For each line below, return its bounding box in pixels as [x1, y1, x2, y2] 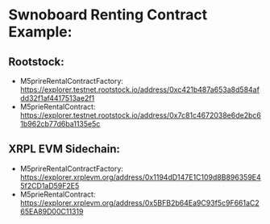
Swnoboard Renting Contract [8, 6, 208, 24]
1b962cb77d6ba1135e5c [19, 119, 101, 128]
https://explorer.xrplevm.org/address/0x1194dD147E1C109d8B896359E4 [19, 172, 262, 182]
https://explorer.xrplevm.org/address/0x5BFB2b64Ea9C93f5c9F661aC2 [19, 197, 260, 207]
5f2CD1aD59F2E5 [19, 180, 80, 190]
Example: [8, 23, 73, 41]
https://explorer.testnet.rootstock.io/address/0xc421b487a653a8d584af [19, 85, 260, 94]
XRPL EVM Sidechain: [8, 143, 121, 156]
